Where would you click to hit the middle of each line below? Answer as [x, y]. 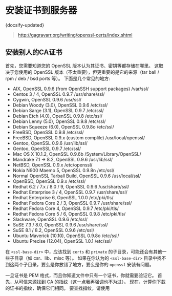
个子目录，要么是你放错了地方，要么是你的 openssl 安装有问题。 [86, 264]
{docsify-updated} [25, 25]
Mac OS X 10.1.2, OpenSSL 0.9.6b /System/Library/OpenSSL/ [77, 154]
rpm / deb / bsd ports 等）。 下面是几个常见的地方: [58, 78]
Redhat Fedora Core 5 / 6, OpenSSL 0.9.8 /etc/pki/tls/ [69, 214]
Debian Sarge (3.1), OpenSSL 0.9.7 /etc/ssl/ [58, 110]
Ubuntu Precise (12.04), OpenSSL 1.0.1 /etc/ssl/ [62, 241]
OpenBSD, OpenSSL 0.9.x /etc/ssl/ [49, 181]
